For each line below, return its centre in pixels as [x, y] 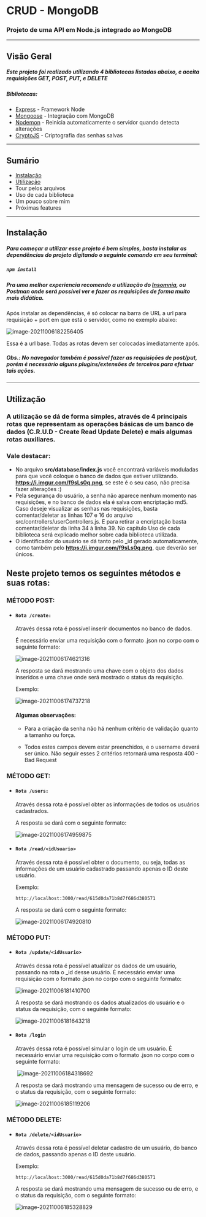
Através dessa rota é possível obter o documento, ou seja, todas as [100, 862]
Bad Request [40, 760]
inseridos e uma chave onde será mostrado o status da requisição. [99, 677]
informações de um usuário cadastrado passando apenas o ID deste [101, 869]
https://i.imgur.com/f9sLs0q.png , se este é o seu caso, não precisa [102, 483]
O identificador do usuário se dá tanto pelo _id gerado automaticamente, [107, 541]
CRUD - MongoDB [53, 11]
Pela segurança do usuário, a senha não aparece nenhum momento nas [106, 495]
